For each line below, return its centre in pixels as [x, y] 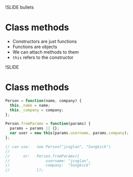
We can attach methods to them [45, 52]
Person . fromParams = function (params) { [48, 124]
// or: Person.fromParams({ [42, 156]
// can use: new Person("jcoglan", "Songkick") [58, 147]
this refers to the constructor [43, 57]
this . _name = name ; [30, 105]
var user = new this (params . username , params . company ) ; [69, 133]
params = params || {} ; [34, 128]
